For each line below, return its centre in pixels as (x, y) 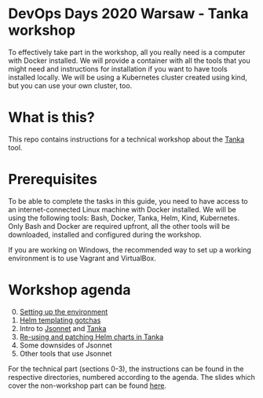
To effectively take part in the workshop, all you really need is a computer (127, 52)
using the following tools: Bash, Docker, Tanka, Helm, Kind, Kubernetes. (124, 218)
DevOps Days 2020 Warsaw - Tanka (128, 14)
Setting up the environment (64, 311)
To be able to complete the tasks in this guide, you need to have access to (128, 201)
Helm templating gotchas (60, 320)
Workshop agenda (69, 290)
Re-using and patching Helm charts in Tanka (91, 337)
